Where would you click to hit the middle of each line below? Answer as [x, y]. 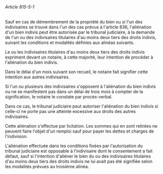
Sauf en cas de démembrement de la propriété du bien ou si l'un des [74, 22]
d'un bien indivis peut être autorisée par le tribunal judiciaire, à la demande [80, 32]
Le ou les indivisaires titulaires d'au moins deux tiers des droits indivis [75, 52]
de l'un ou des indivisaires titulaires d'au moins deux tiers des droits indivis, [81, 38]
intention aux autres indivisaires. [37, 77]
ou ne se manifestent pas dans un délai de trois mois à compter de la [74, 92]
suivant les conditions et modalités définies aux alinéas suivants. [70, 43]
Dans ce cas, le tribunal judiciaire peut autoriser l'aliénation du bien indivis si [81, 106]
